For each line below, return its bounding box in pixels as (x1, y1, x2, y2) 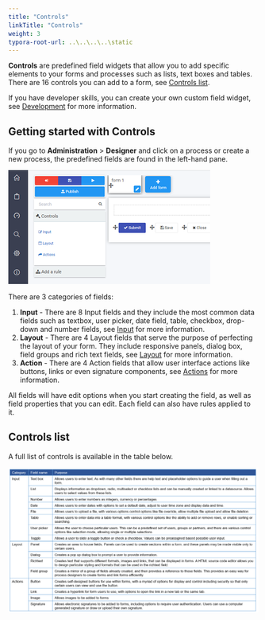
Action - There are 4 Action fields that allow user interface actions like (19, 358, 250, 368)
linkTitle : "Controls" (8, 21, 83, 29)
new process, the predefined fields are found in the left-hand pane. (8, 154, 229, 164)
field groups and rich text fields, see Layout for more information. (19, 350, 233, 360)
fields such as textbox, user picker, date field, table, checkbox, (19, 316, 225, 326)
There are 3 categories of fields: (8, 292, 113, 302)
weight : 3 (8, 29, 41, 37)
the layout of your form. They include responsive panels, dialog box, (19, 341, 243, 351)
